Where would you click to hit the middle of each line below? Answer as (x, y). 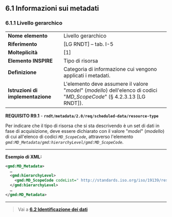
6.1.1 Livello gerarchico (34, 23)
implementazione (30, 96)
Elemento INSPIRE (30, 61)
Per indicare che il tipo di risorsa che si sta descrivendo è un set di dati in (82, 126)
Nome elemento (28, 35)
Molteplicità (23, 52)
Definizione (22, 72)
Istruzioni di (23, 90)
